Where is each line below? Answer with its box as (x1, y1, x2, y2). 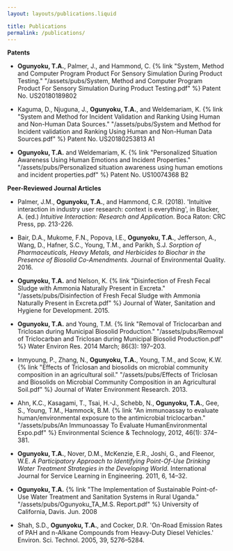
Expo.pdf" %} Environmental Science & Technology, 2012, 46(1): (17, 429, 202, 437)
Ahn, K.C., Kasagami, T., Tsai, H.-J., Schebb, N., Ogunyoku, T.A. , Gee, (17, 399, 220, 407)
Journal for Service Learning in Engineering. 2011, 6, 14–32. (17, 472, 188, 480)
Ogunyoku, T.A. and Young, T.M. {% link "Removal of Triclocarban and (17, 320, 222, 328)
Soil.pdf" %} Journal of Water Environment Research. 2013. (17, 385, 188, 394)
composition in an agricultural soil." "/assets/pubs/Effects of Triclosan (17, 371, 218, 379)
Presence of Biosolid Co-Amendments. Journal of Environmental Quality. (17, 256, 226, 264)
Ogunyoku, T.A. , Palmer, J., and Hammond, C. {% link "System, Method (17, 62, 225, 71)
